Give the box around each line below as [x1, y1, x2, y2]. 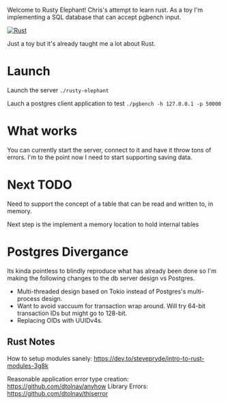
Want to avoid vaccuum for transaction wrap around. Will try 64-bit [16, 301, 206, 310]
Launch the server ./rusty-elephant [7, 85, 109, 94]
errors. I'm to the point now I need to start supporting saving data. [7, 153, 193, 161]
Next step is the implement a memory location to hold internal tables [7, 220, 199, 228]
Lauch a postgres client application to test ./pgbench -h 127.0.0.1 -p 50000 [7, 99, 222, 107]
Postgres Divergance [7, 244, 129, 259]
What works [7, 123, 77, 139]
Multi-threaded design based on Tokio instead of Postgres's [16, 287, 186, 295]
